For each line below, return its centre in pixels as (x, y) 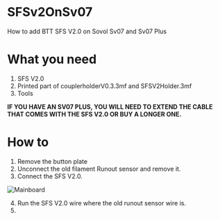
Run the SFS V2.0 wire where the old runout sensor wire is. (101, 203)
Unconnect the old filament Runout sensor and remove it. (99, 169)
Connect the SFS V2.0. (50, 176)
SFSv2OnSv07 (50, 12)
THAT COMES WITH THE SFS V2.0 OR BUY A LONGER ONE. (94, 114)
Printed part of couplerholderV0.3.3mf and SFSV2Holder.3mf (104, 86)
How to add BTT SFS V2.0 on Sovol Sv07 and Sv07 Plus (87, 31)
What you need (52, 59)
